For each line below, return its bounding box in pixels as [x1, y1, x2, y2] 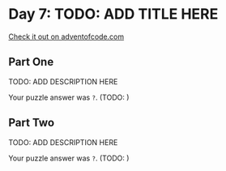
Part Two [8, 116, 55, 130]
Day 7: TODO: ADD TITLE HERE [8, 5, 219, 24]
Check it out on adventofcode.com [8, 32, 124, 41]
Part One [8, 55, 54, 69]
